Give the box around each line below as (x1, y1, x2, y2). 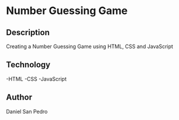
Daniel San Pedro (6, 108, 48, 115)
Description (6, 28, 50, 37)
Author (6, 92, 32, 102)
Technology (6, 60, 51, 70)
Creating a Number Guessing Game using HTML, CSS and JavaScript (6, 43, 174, 50)
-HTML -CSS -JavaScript (6, 75, 67, 83)
